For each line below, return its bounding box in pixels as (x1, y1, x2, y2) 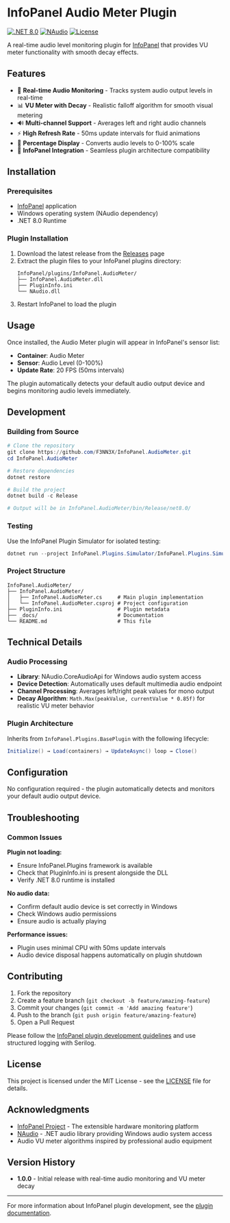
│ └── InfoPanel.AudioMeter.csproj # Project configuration (7, 600, 188, 607)
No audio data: (7, 889, 50, 897)
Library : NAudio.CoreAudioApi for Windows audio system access (16, 673, 202, 681)
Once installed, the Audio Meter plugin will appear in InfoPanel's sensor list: (7, 338, 220, 346)
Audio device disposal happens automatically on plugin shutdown (16, 951, 203, 959)
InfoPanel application (16, 202, 77, 210)
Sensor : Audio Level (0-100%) (16, 359, 103, 367)
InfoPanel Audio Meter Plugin (7, 5, 177, 21)
